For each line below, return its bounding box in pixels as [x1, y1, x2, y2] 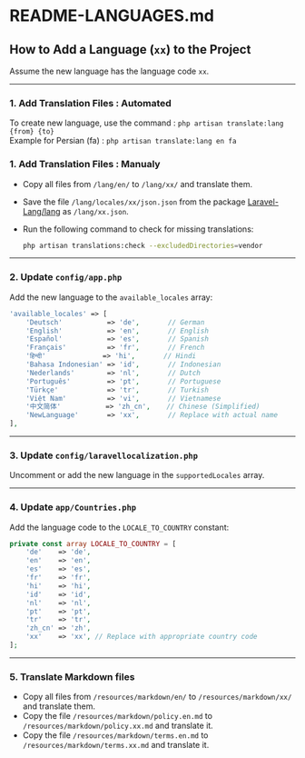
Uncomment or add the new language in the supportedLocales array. [9, 470, 265, 481]
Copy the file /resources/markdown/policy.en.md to [22, 711, 213, 722]
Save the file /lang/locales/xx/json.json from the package [22, 196, 246, 207]
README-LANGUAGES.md [9, 5, 215, 26]
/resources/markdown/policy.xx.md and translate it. [22, 720, 213, 732]
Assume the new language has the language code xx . [9, 65, 210, 76]
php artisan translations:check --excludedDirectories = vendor [22, 241, 263, 250]
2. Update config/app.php [9, 271, 123, 284]
